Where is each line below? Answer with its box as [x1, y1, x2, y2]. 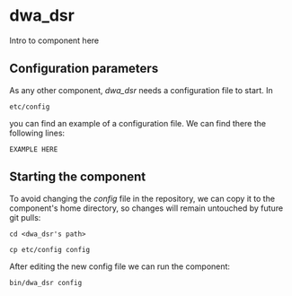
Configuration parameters [9, 61, 159, 76]
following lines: [9, 127, 66, 138]
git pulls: [9, 212, 41, 222]
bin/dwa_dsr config [9, 278, 83, 287]
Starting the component [9, 170, 146, 185]
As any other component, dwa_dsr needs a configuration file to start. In [9, 84, 274, 95]
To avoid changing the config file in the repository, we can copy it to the [9, 193, 276, 204]
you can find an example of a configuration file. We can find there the [9, 118, 267, 128]
